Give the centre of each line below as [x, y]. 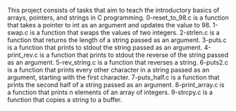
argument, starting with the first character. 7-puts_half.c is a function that [113, 77]
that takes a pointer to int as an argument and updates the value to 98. [109, 25]
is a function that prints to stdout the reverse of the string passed [134, 55]
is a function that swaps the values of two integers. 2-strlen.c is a [125, 32]
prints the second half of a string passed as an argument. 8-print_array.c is [116, 85]
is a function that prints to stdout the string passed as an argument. [105, 47]
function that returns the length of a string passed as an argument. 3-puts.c [117, 40]
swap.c [18, 32]
